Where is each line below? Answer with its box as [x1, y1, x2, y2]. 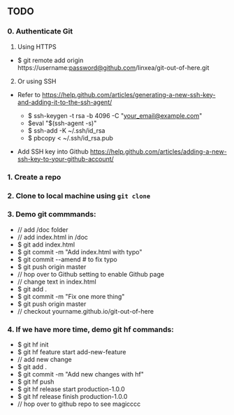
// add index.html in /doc [17, 233, 89, 241]
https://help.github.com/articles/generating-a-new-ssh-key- [41, 90, 216, 99]
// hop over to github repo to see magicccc [17, 400, 141, 408]
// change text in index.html [17, 277, 96, 286]
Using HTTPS [17, 42, 57, 51]
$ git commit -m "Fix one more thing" [17, 292, 125, 300]
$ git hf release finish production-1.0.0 [17, 393, 128, 401]
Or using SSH [17, 77, 57, 85]
